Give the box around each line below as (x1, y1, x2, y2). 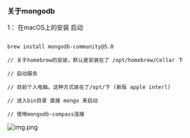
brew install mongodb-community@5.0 (7, 43, 114, 50)
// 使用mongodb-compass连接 (7, 111, 85, 118)
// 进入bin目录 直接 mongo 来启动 (7, 98, 98, 105)
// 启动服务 (7, 70, 38, 77)
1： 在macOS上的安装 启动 (7, 23, 84, 32)
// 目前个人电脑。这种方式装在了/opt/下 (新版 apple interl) (7, 84, 171, 91)
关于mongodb (7, 6, 55, 15)
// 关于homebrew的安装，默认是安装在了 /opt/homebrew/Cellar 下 (7, 57, 184, 64)
